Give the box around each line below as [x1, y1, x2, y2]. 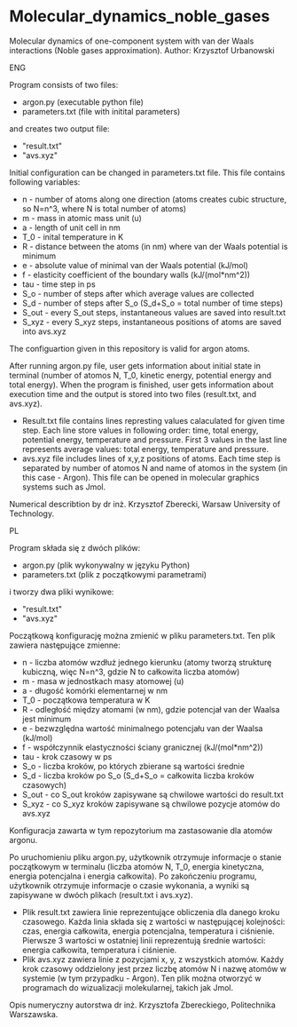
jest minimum [21, 713, 72, 724]
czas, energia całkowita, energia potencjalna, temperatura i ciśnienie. [21, 926, 275, 936]
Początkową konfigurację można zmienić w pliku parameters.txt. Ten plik [9, 630, 276, 641]
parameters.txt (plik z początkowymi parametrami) [21, 569, 207, 579]
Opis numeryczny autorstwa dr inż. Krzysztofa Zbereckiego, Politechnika [9, 999, 277, 1010]
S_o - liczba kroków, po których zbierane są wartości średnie [21, 760, 246, 771]
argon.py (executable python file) [21, 96, 145, 107]
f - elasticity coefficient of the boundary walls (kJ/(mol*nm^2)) [21, 269, 251, 280]
